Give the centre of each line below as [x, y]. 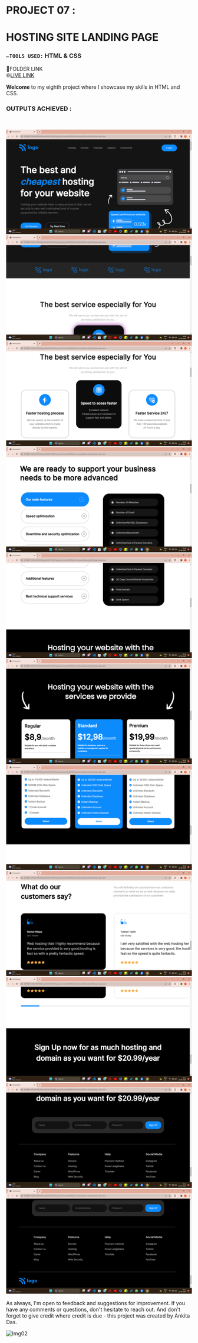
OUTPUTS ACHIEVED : [39, 108]
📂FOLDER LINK [24, 69]
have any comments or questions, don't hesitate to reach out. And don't [93, 1310]
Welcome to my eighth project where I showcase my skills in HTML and [93, 87]
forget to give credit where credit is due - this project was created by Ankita [98, 1316]
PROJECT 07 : [41, 10]
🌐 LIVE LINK [20, 75]
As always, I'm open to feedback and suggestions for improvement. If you [96, 1303]
